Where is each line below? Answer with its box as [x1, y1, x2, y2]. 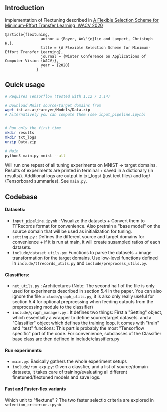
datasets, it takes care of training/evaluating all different [12, 369, 127, 375]
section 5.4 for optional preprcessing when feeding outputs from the [12, 299, 154, 305]
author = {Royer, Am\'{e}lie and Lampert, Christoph [40, 36, 153, 41]
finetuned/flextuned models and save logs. [12, 374, 101, 380]
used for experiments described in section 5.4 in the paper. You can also [12, 288, 162, 294]
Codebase [5, 192, 38, 201]
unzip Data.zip [5, 139, 37, 144]
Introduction [5, 4, 45, 12]
